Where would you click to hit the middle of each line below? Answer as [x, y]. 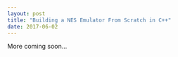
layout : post [26, 14]
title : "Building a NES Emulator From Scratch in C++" [89, 20]
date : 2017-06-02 [33, 26]
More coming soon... [37, 47]
